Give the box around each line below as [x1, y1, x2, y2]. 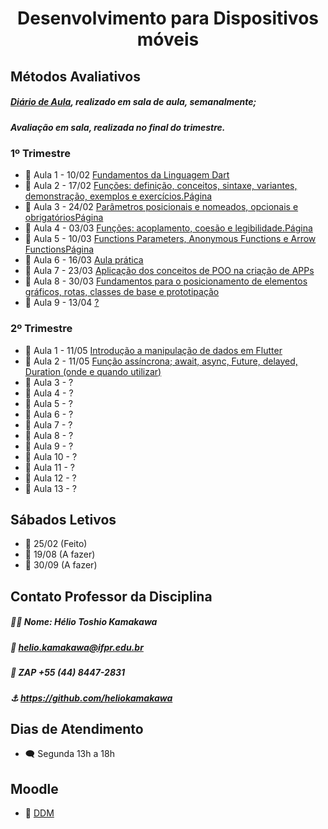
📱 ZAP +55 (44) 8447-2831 [10, 667, 126, 679]
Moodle [10, 780, 59, 797]
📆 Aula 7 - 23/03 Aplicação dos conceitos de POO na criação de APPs [24, 265, 315, 277]
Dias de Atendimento [10, 720, 144, 737]
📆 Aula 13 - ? [24, 482, 77, 494]
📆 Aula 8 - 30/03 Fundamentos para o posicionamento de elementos [24, 275, 308, 287]
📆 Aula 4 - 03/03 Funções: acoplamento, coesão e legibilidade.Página [24, 222, 313, 234]
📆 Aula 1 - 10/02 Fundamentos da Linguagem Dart [24, 169, 230, 181]
